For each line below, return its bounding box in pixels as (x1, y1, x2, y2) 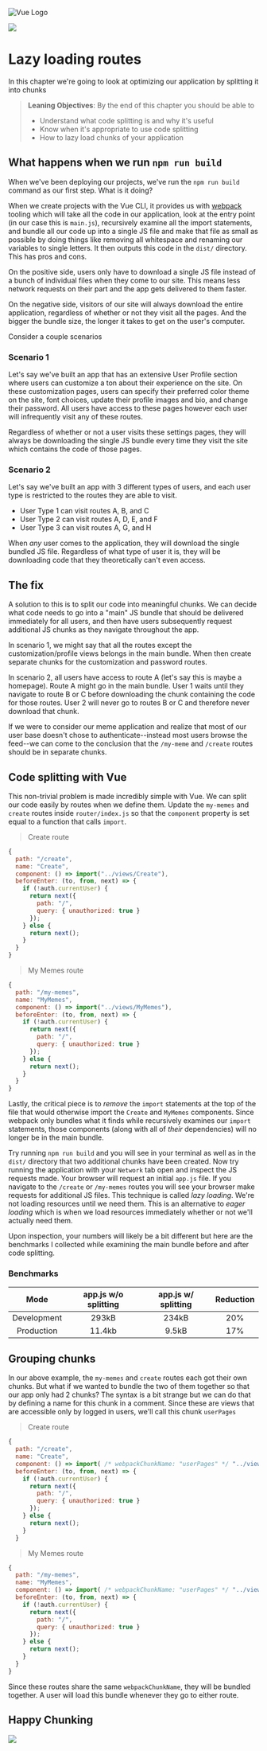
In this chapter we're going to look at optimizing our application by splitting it (8, 76, 259, 86)
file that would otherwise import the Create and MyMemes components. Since (8, 1107, 254, 1117)
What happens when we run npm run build (8, 156, 222, 170)
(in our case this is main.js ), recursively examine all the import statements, (8, 217, 253, 227)
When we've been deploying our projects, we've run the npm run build (8, 177, 240, 186)
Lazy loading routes (8, 50, 141, 68)
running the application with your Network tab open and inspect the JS (8, 1165, 238, 1175)
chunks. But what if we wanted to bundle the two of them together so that (8, 1382, 250, 1391)
